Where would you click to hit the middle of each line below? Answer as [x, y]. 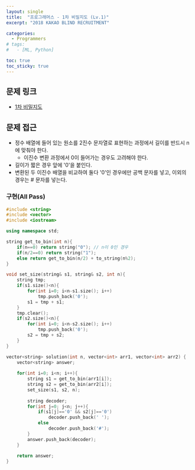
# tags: [16, 44]
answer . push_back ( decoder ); [62, 439]
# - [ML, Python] [30, 50]
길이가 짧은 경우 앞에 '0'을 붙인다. [53, 165]
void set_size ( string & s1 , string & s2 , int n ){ [66, 274]
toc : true [18, 60]
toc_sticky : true [27, 66]
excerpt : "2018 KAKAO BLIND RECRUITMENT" [58, 23]
